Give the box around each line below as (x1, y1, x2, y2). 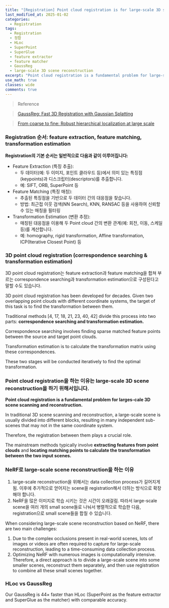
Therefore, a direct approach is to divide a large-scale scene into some (12, 557, 160, 563)
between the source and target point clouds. (5, 333, 98, 340)
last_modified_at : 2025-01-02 (5, 12, 69, 17)
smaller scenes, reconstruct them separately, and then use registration (12, 562, 159, 568)
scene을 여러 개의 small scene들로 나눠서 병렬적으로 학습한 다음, (12, 504, 141, 510)
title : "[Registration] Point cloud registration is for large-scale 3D (5, 7, 161, 13)
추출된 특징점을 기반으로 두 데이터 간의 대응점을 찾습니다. (20, 194, 132, 200)
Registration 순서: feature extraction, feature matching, (5, 134, 142, 141)
